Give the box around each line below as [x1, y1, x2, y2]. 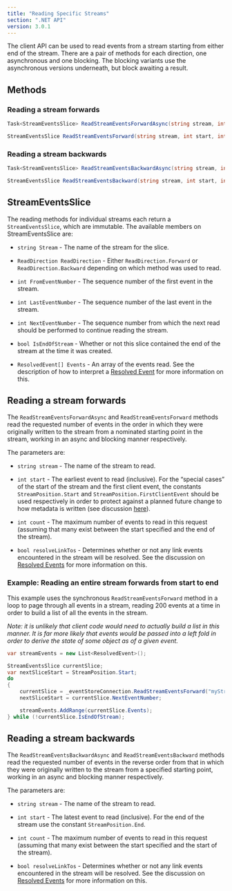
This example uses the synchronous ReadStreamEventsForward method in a [7, 594, 218, 602]
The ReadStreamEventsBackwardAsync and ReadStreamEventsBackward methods [7, 751, 225, 759]
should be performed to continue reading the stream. [17, 326, 168, 334]
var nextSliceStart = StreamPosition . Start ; [7, 668, 137, 676]
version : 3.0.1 [7, 23, 51, 30]
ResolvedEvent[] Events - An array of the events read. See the [17, 360, 195, 368]
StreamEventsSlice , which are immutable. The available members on [7, 222, 202, 230]
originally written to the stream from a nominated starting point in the [7, 428, 203, 436]
